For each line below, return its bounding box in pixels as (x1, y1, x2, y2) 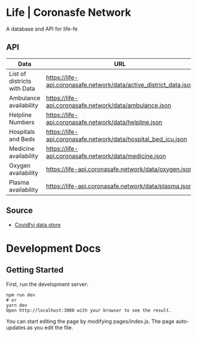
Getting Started (6, 265, 64, 275)
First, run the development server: (6, 281, 89, 288)
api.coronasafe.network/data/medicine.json (46, 151, 166, 160)
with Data (9, 84, 35, 92)
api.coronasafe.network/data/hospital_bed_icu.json (46, 135, 188, 143)
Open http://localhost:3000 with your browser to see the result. (6, 307, 172, 314)
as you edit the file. (27, 323, 73, 331)
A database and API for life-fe (6, 25, 78, 32)
